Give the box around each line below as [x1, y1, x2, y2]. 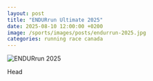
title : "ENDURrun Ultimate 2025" [7, 16, 103, 23]
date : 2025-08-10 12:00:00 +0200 [7, 23, 103, 30]
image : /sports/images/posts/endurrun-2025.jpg [7, 29, 147, 36]
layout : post [7, 10, 45, 17]
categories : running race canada [7, 36, 103, 43]
